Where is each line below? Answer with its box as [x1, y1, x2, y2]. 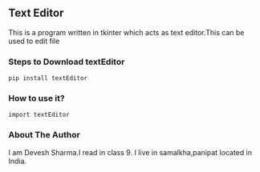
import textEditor [8, 111, 70, 119]
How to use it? [8, 93, 66, 104]
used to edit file [8, 36, 60, 46]
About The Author [8, 130, 80, 141]
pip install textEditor [8, 74, 88, 82]
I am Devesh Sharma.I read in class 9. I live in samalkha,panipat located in [8, 147, 253, 157]
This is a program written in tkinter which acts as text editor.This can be [8, 27, 245, 37]
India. [8, 156, 26, 166]
